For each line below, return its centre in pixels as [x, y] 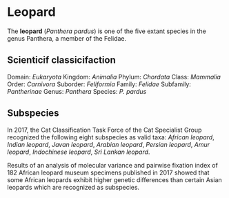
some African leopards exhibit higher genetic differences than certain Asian [114, 179]
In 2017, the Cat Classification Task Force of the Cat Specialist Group [104, 130]
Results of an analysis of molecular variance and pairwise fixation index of [113, 165]
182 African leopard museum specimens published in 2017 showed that [108, 172]
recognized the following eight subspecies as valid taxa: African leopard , [111, 137]
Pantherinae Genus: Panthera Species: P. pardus [77, 91]
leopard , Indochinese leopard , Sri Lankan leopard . [79, 152]
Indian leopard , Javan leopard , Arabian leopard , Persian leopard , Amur [109, 144]
